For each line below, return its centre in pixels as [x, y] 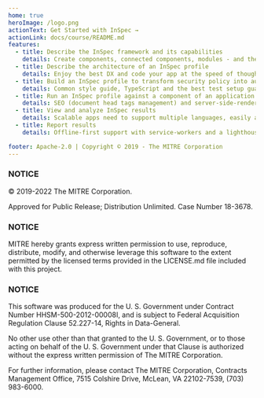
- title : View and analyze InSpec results [86, 111]
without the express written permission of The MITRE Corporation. [115, 356]
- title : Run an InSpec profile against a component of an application [135, 96]
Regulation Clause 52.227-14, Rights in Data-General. [94, 323]
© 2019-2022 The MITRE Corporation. [70, 191]
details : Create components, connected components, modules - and [133, 60]
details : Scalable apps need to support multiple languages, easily [137, 118]
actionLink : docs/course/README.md [66, 37]
